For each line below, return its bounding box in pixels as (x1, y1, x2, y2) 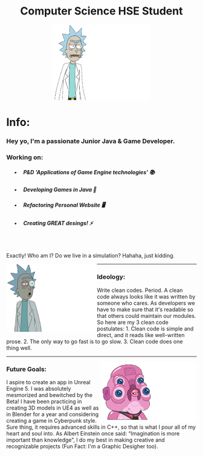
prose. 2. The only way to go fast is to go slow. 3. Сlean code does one (6, 338, 183, 345)
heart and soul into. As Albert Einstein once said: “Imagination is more (6, 430, 180, 437)
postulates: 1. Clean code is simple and (97, 325, 194, 332)
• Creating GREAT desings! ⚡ (14, 219, 93, 227)
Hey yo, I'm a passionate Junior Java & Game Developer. (6, 137, 175, 145)
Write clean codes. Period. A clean (97, 287, 183, 294)
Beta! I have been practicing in (6, 398, 82, 405)
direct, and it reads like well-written (97, 331, 185, 338)
